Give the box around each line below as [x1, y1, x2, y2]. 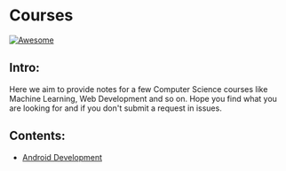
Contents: [9, 128, 66, 144]
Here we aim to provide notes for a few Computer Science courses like [9, 83, 268, 94]
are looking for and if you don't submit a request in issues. [9, 103, 222, 113]
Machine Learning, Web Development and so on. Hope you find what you [9, 93, 278, 104]
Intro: [9, 60, 40, 75]
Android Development [21, 152, 103, 162]
